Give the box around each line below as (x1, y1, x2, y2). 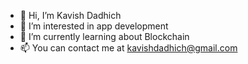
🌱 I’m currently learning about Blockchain (19, 31, 190, 42)
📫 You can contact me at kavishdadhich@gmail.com (19, 42, 238, 54)
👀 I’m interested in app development (19, 20, 169, 32)
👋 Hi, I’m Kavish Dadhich (19, 10, 122, 21)
